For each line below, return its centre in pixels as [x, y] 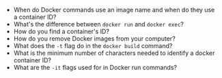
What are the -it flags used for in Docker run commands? [95, 67]
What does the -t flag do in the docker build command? [93, 46]
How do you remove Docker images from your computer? [94, 39]
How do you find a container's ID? [61, 31]
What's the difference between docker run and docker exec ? [99, 24]
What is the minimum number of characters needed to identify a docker [114, 53]
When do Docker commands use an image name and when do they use [114, 10]
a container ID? [35, 17]
